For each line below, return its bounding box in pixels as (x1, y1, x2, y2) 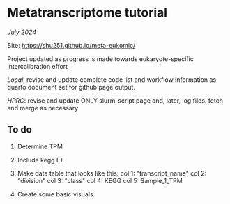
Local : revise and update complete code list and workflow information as (7, 75, 217, 84)
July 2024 (7, 28, 37, 36)
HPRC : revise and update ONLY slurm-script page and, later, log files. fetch (7, 96, 223, 105)
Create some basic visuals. (17, 189, 95, 198)
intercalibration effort (7, 62, 68, 70)
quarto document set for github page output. (7, 83, 136, 91)
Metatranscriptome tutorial (7, 5, 168, 21)
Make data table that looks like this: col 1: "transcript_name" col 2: (17, 169, 207, 178)
